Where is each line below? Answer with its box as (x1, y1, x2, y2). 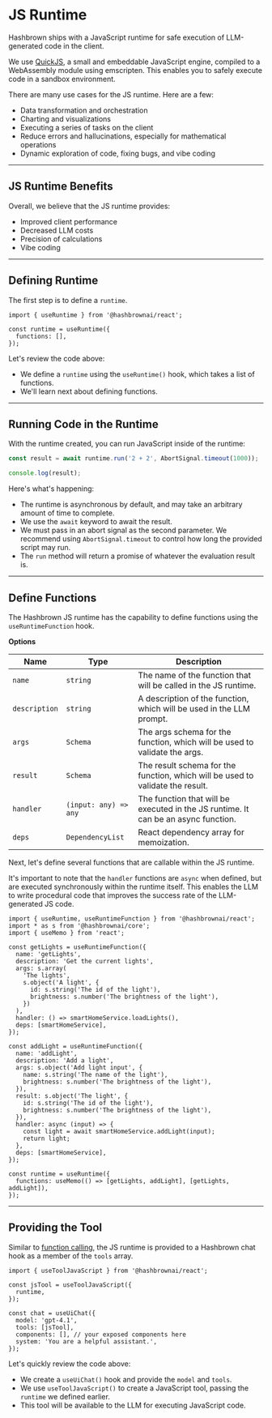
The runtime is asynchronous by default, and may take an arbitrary (19, 500, 243, 510)
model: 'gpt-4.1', (15, 1316, 79, 1324)
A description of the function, (137, 693, 249, 704)
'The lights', (23, 971, 70, 980)
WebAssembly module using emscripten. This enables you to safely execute (8, 65, 263, 75)
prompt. (137, 713, 168, 724)
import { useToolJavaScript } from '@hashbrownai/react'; (8, 1266, 208, 1275)
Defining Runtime (8, 274, 99, 288)
